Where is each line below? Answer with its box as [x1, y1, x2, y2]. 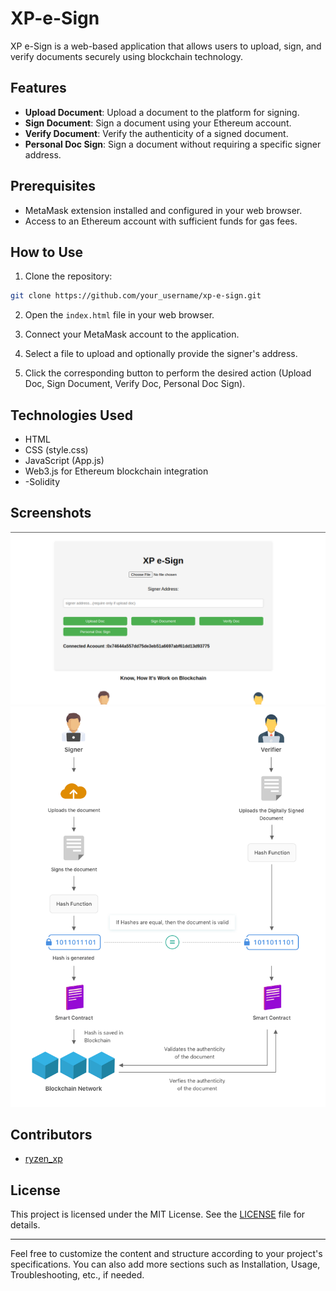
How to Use [10, 243, 84, 261]
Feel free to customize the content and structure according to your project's [10, 1248, 323, 1260]
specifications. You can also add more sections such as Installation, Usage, [10, 1258, 321, 1271]
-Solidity [24, 476, 61, 488]
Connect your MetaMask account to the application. [24, 328, 240, 341]
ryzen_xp [24, 1153, 63, 1165]
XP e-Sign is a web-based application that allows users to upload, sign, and [10, 40, 322, 52]
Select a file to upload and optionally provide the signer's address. [24, 348, 298, 360]
